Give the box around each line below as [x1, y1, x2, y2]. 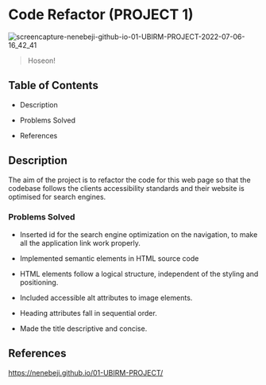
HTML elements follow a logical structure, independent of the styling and [19, 269, 259, 278]
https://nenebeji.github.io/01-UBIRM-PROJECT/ [8, 367, 164, 377]
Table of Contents [8, 79, 99, 92]
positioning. [19, 277, 59, 287]
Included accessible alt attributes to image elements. [19, 293, 193, 302]
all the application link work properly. [19, 238, 141, 247]
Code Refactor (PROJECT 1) [8, 6, 194, 24]
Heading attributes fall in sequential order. [19, 308, 157, 317]
